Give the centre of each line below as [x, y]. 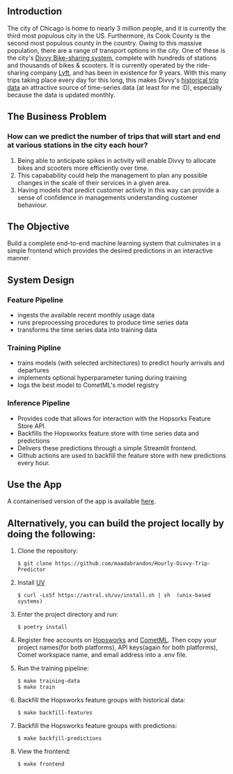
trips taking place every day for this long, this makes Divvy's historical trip [113, 80]
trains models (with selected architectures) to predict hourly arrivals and [121, 363]
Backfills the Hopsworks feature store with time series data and [108, 433]
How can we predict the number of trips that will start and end [114, 136]
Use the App [35, 484]
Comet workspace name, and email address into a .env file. [102, 655]
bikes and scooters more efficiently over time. [83, 168]
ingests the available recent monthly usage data [86, 315]
